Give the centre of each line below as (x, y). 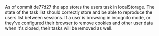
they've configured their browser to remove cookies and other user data (79, 23)
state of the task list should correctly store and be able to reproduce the (79, 12)
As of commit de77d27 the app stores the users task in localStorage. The (80, 7)
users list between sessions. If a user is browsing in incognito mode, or (78, 18)
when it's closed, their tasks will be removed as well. (59, 28)
